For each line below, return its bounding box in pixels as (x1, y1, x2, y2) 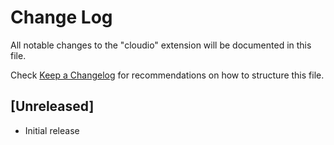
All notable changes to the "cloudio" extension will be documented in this (10, 39, 312, 51)
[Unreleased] (10, 98, 95, 115)
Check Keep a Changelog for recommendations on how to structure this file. (10, 69, 325, 81)
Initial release (24, 124, 80, 136)
